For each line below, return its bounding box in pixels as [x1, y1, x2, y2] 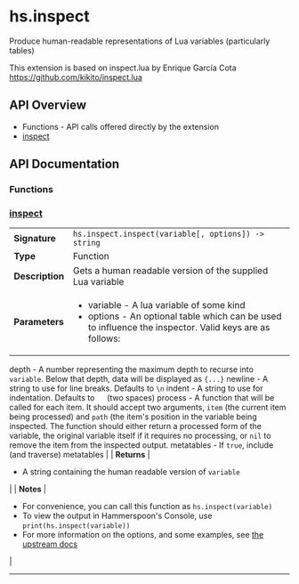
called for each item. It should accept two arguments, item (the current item [9, 402, 287, 413]
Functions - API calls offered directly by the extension [21, 121, 220, 132]
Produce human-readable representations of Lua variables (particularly [9, 36, 271, 46]
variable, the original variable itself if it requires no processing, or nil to [9, 430, 271, 442]
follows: [87, 332, 121, 345]
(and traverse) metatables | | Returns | [9, 450, 150, 460]
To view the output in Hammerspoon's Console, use [21, 510, 213, 522]
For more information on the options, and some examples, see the [21, 530, 264, 540]
